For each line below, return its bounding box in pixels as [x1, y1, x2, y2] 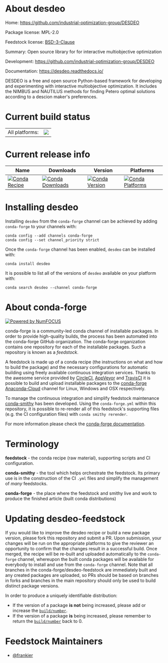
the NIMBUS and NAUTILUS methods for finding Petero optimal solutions [5, 88, 155, 94]
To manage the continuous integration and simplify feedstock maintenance [5, 395, 159, 401]
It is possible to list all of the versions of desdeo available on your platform [5, 270, 156, 276]
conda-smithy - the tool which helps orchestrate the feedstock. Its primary [5, 470, 160, 476]
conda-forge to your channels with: [5, 223, 77, 229]
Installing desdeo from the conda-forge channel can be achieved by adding [5, 218, 157, 224]
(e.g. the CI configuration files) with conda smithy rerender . [5, 411, 127, 417]
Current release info [5, 149, 90, 160]
